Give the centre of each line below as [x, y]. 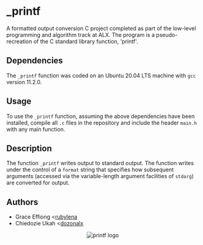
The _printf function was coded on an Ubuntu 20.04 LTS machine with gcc [101, 76]
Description [29, 148]
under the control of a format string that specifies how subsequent [90, 169]
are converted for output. [38, 183]
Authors [22, 202]
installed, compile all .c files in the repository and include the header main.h [102, 122]
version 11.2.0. [24, 82]
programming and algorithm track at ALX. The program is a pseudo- [92, 34]
